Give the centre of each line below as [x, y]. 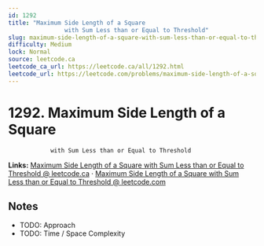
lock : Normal [29, 52]
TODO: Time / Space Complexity [72, 233]
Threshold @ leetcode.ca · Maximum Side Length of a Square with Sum [124, 173]
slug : [17, 37]
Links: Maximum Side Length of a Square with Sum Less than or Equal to [126, 165]
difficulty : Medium [40, 45]
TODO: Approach [48, 226]
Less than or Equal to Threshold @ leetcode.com [87, 182]
